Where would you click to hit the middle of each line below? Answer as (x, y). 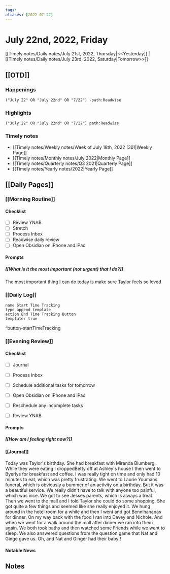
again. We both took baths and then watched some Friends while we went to (85, 528)
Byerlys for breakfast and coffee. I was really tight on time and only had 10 (83, 474)
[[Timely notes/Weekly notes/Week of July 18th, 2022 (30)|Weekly (82, 147)
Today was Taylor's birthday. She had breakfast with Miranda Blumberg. (81, 463)
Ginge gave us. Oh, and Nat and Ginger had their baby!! (63, 539)
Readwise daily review (36, 240)
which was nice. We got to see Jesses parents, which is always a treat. (79, 496)
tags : (11, 10)
